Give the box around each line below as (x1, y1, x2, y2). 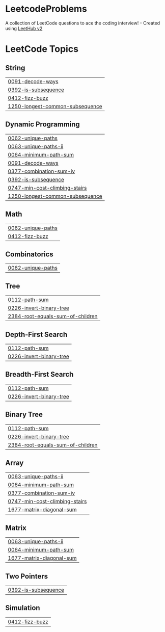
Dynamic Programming (5, 120, 80, 129)
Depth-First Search (5, 330, 68, 339)
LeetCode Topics (5, 43, 79, 55)
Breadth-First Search (5, 370, 74, 379)
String (5, 63, 25, 72)
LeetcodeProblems (5, 3, 88, 15)
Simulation (5, 603, 40, 612)
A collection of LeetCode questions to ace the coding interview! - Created (5, 20, 160, 26)
